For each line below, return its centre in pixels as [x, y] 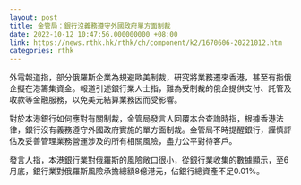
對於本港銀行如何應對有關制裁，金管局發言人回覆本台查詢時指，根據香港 [142, 119]
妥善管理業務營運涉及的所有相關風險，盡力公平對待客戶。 [131, 141]
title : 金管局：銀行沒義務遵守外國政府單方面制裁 [90, 26]
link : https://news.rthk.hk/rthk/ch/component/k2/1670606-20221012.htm [146, 42]
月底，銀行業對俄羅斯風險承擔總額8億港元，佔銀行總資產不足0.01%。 [137, 172]
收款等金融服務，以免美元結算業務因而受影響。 [95, 100]
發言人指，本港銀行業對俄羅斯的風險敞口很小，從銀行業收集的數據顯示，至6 [149, 160]
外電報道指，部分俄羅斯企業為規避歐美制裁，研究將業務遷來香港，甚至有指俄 [150, 78]
